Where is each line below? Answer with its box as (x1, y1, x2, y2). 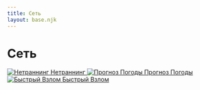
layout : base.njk (7, 16, 57, 23)
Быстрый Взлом (62, 76, 109, 84)
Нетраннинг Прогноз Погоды (50, 68, 194, 76)
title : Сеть (7, 10, 41, 17)
